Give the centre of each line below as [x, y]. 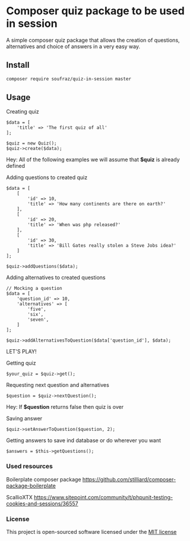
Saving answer [24, 418]
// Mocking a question [34, 289]
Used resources [30, 467]
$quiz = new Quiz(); [32, 143]
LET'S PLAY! [21, 352]
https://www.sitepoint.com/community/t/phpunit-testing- [103, 497]
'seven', [38, 320]
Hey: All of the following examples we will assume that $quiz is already [93, 160]
